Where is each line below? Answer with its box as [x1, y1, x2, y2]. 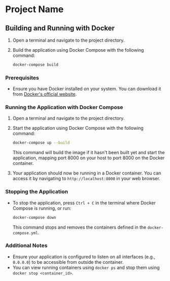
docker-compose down [12, 215, 56, 220]
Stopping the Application [5, 188, 69, 195]
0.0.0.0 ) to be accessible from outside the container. [12, 259, 124, 265]
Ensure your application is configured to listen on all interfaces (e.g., [12, 254, 156, 260]
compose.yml [12, 230, 38, 235]
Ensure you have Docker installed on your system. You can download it [12, 86, 161, 92]
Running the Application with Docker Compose [5, 104, 123, 111]
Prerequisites [5, 74, 39, 81]
